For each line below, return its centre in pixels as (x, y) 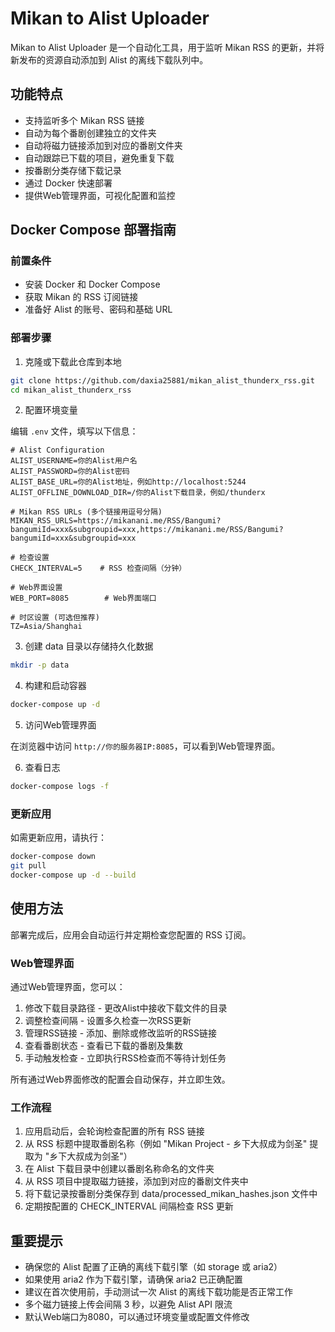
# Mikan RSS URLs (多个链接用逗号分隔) (86, 512)
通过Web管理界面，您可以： (68, 987)
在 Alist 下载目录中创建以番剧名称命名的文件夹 (119, 1169)
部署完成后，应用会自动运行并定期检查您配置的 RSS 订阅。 (131, 934)
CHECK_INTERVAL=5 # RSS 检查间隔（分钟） (98, 568)
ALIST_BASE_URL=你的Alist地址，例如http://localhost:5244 (128, 482)
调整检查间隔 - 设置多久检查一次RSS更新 (108, 1021)
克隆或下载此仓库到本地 (73, 361)
